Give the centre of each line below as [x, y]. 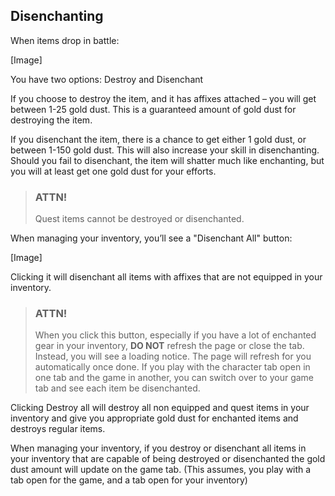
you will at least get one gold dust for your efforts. [113, 171]
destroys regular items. [58, 429]
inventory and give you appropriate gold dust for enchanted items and [154, 418]
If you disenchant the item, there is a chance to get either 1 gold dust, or [158, 139]
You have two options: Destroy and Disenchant [107, 79]
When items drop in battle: [65, 40]
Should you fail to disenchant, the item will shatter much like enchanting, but [167, 160]
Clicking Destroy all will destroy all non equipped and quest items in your [160, 408]
